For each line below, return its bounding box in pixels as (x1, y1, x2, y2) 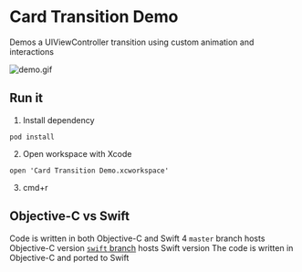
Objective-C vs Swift (9, 208, 130, 225)
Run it (9, 90, 44, 106)
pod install (9, 132, 55, 141)
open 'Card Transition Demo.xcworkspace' (9, 166, 170, 175)
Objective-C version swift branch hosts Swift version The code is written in (9, 242, 294, 253)
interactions (9, 46, 55, 57)
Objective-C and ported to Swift (9, 252, 130, 263)
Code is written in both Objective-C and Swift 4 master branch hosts (9, 233, 266, 244)
